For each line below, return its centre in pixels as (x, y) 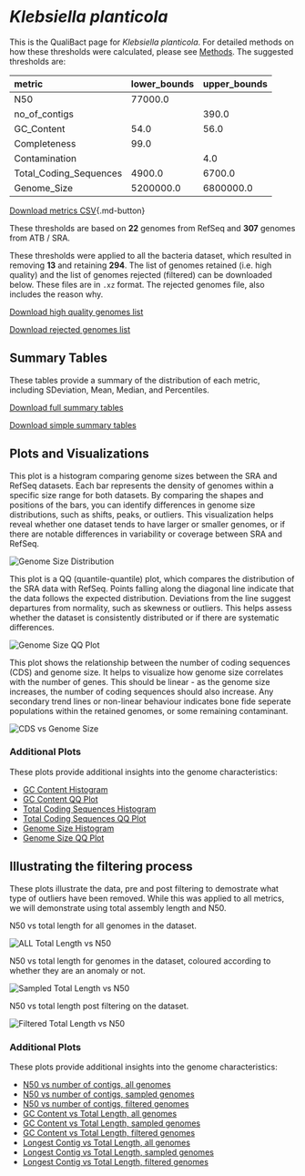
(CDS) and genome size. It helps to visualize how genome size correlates (147, 672)
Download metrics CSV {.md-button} (77, 210)
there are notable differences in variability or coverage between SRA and (146, 534)
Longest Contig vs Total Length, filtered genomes (116, 1161)
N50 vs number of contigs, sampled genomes (108, 1094)
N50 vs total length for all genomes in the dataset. (103, 925)
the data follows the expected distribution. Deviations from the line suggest (150, 598)
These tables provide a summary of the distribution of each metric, (135, 380)
